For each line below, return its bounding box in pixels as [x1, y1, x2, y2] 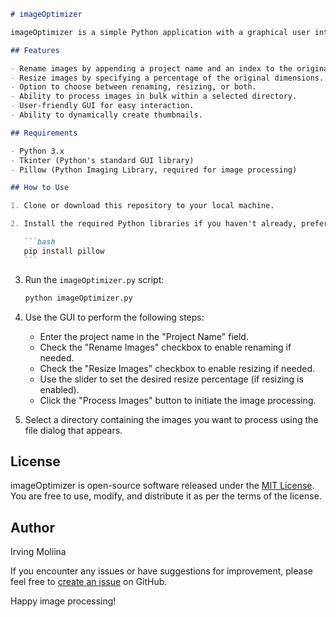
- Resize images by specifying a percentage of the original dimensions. [10, 73, 325, 83]
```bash [23, 237, 56, 247]
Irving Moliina [10, 546, 67, 558]
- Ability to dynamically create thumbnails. [10, 110, 203, 120]
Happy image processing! [10, 595, 117, 607]
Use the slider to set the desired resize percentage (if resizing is [39, 373, 304, 385]
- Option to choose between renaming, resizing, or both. [10, 82, 257, 92]
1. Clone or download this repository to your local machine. [10, 201, 275, 211]
